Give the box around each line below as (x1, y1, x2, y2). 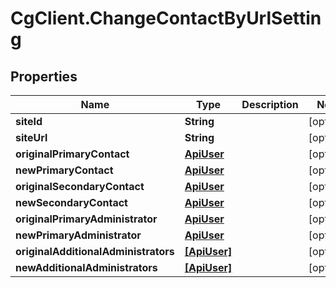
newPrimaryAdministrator (15, 228, 142, 242)
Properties (10, 68, 78, 85)
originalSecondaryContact (15, 180, 145, 193)
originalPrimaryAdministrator (15, 212, 158, 226)
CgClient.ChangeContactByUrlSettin (10, 7, 322, 30)
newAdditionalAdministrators (15, 261, 158, 274)
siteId (15, 115, 43, 128)
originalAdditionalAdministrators (15, 245, 175, 258)
